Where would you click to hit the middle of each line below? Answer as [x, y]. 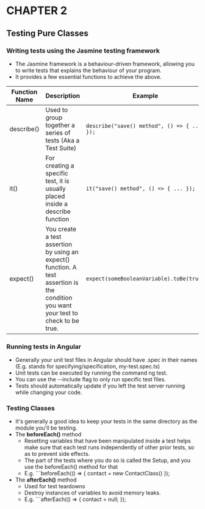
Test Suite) [61, 148]
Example [145, 95]
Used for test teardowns [55, 486]
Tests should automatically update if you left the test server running [100, 386]
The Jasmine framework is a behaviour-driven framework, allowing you [105, 64]
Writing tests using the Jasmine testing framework [83, 51]
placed [55, 196]
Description [63, 95]
